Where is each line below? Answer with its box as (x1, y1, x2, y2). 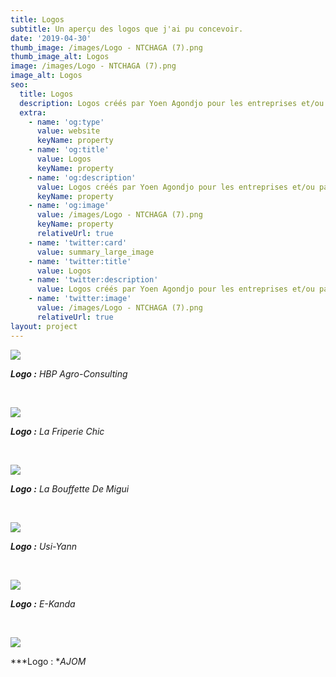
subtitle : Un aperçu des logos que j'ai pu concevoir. (10, 24, 244, 34)
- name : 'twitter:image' (28, 294, 132, 304)
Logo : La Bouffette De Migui (10, 482, 130, 495)
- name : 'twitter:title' (28, 256, 132, 266)
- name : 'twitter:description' (28, 275, 159, 285)
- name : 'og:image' (28, 201, 110, 211)
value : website (36, 126, 101, 136)
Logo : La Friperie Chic (10, 425, 105, 437)
